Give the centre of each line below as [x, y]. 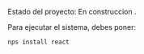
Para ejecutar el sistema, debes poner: [72, 27]
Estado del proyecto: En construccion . [72, 12]
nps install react [38, 42]
